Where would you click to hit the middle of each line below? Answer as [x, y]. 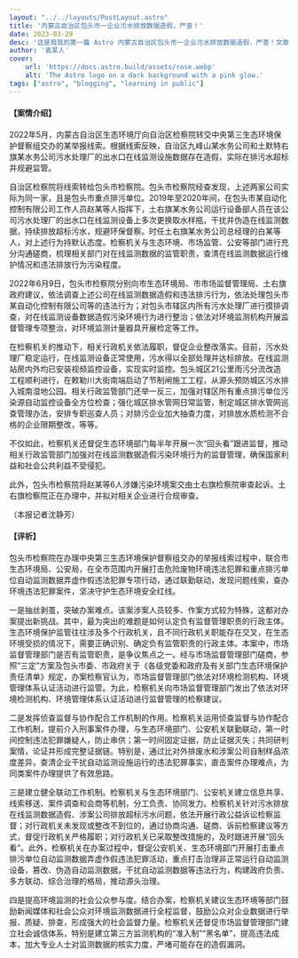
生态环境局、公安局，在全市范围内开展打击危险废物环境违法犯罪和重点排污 [145, 569]
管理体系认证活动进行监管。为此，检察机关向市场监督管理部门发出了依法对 [145, 688]
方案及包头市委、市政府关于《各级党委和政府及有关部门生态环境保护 [164, 666]
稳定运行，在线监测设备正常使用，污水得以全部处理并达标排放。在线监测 [157, 357]
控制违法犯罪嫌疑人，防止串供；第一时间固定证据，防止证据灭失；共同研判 [153, 740]
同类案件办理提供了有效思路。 [63, 773]
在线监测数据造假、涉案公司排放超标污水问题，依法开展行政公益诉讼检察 [141, 815]
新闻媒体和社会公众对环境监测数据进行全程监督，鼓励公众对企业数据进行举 [153, 911]
